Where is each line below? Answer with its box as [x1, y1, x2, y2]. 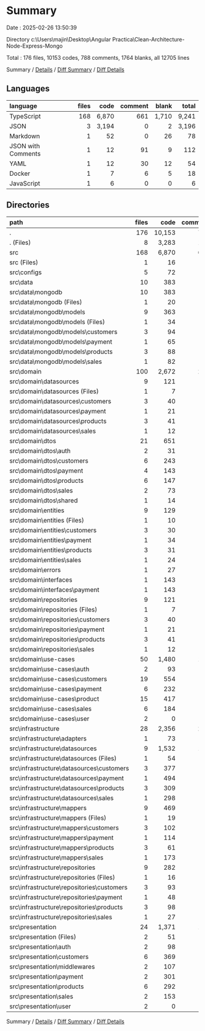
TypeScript [9, 112, 41, 120]
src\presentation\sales [9, 992, 73, 1000]
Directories [6, 200, 50, 211]
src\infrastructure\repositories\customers [9, 883, 128, 891]
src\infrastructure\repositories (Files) [9, 873, 115, 881]
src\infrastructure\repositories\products [9, 903, 123, 911]
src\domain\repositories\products [9, 635, 106, 643]
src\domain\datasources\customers [9, 397, 112, 405]
